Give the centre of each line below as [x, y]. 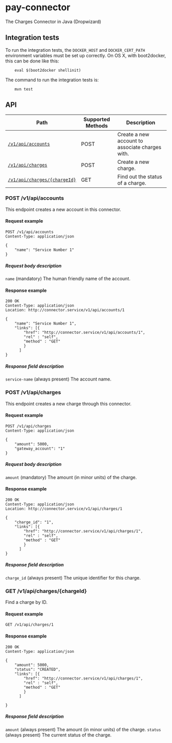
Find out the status [140, 177]
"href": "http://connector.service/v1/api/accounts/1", [84, 333]
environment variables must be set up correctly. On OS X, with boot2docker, [86, 55]
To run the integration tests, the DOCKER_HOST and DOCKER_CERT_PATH [75, 50]
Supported [97, 119]
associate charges [139, 147]
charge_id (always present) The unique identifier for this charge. [73, 578]
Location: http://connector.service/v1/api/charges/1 [64, 508]
